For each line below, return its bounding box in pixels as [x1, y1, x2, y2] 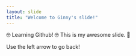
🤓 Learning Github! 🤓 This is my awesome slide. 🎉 [6, 31, 131, 38]
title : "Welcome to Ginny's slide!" [6, 14, 98, 20]
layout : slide [6, 8, 42, 15]
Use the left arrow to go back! [6, 43, 80, 50]
